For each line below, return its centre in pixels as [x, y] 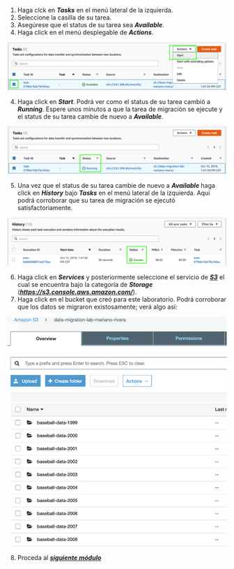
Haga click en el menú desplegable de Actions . [85, 32]
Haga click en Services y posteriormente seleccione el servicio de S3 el [121, 277]
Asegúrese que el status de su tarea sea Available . [91, 25]
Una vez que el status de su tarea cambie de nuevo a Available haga [116, 186]
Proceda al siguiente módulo [59, 557]
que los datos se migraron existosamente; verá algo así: [97, 307]
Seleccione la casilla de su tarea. [64, 17]
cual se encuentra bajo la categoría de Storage [85, 285]
